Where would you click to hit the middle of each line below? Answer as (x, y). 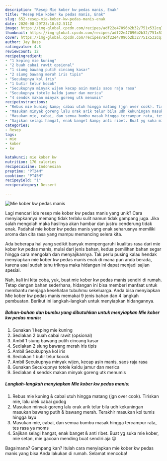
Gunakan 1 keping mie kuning (42, 330)
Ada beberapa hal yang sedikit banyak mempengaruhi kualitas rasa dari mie (83, 244)
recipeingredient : (24, 56)
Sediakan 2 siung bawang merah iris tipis (54, 346)
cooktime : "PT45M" (24, 176)
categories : (17, 125)
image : (12, 28)
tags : (11, 135)
